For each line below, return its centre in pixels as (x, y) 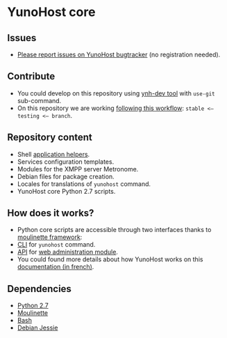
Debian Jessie (37, 328)
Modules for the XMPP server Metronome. (78, 169)
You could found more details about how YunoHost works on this (110, 259)
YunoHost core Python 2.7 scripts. (66, 191)
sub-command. (39, 100)
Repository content (50, 138)
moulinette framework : (50, 237)
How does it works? (51, 213)
